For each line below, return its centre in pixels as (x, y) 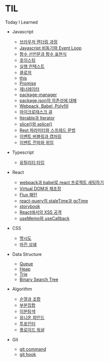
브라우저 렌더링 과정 (38, 42)
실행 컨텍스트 (32, 66)
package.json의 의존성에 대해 (48, 100)
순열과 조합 (30, 299)
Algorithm (22, 289)
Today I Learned (22, 22)
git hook (28, 354)
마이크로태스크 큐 (36, 111)
